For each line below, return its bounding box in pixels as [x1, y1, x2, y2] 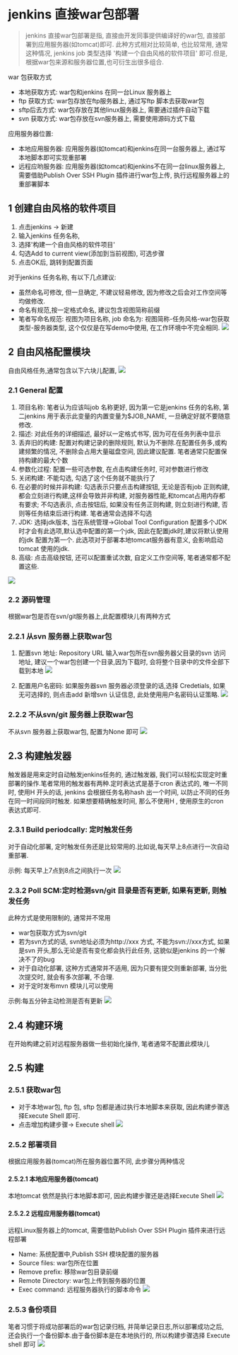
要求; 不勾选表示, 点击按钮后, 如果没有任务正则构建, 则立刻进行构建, [24, 500, 220, 508]
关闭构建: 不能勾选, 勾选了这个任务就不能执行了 [18, 473, 156, 482]
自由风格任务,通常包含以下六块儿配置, [8, 366, 117, 375]
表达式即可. [8, 806, 42, 814]
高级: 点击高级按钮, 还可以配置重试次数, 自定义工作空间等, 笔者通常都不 [18, 553, 225, 562]
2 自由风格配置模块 [8, 346, 91, 358]
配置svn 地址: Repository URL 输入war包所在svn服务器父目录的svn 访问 [18, 649, 226, 658]
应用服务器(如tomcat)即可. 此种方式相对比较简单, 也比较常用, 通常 [37, 40, 228, 48]
